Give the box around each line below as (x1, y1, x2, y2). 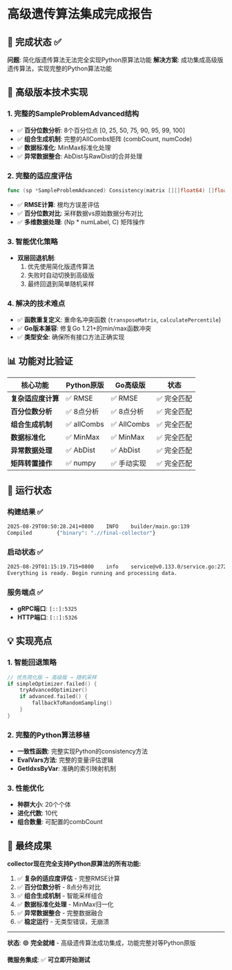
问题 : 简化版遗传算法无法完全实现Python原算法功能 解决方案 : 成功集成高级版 (7, 56, 224, 64)
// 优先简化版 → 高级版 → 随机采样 (7, 674, 97, 681)
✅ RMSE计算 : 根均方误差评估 (17, 200, 100, 208)
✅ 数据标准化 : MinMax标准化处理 (17, 143, 112, 152)
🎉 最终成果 (7, 840, 52, 852)
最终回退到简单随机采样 (27, 280, 95, 288)
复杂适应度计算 (10, 394, 60, 403)
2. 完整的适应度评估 (7, 171, 72, 181)
